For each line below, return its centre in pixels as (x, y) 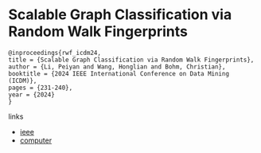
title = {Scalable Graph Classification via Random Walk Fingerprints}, (131, 60)
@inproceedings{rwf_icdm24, (55, 53)
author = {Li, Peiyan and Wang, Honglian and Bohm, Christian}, (117, 67)
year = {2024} (32, 94)
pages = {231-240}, (41, 88)
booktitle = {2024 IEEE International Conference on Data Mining (119, 73)
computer (36, 140)
